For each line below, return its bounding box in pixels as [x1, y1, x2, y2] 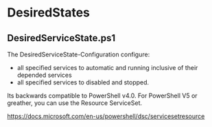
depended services [16, 71, 72, 79]
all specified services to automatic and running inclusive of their [16, 64, 198, 71]
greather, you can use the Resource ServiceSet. [7, 99, 143, 107]
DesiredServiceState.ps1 [7, 32, 115, 44]
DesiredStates [7, 5, 91, 21]
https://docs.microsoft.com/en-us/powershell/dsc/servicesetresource [7, 112, 205, 120]
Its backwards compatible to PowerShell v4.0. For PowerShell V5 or [7, 91, 198, 100]
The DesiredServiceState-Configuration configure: [7, 50, 150, 58]
